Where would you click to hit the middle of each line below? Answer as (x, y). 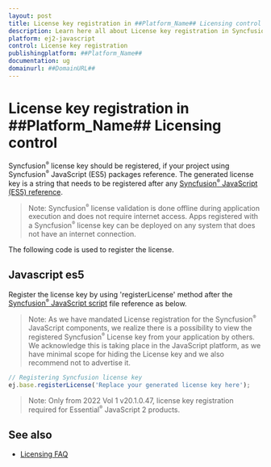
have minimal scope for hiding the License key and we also (126, 354)
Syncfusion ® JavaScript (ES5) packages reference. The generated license (131, 174)
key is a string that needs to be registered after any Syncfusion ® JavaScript (133, 183)
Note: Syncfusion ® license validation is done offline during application (144, 208)
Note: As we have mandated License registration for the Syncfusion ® (142, 319)
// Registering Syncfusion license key (75, 377)
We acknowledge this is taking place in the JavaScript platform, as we (144, 345)
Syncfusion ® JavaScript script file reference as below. (98, 303)
